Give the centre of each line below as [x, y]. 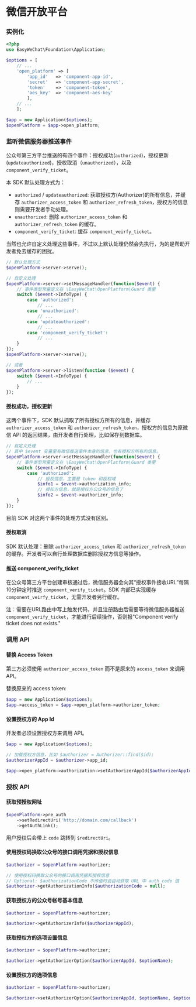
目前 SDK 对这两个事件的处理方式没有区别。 [59, 518]
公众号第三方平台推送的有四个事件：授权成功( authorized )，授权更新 [87, 155]
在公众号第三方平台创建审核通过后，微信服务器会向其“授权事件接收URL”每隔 [98, 583]
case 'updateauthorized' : [59, 322]
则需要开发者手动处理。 [43, 210]
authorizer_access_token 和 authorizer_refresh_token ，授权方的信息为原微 [97, 427]
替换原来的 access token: [36, 689]
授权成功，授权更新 [29, 406]
